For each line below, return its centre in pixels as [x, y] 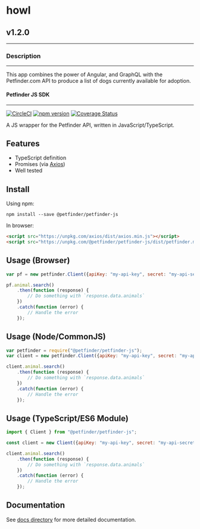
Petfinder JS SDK [28, 94]
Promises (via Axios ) [40, 164]
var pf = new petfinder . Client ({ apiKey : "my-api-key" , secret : [86, 274]
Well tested [29, 171]
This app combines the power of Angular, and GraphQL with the [84, 74]
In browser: [20, 226]
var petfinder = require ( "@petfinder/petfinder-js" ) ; [74, 350]
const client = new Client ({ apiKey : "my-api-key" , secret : [81, 443]
